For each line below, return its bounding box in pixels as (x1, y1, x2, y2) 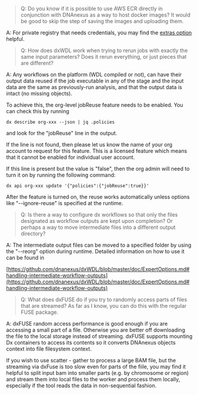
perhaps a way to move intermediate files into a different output (20, 224, 176, 231)
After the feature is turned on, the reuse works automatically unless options (6, 193, 190, 200)
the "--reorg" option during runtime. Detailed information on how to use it (6, 248, 185, 254)
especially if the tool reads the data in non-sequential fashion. (6, 382, 157, 389)
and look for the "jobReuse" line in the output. (6, 130, 118, 136)
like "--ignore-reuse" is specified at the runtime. (6, 200, 124, 206)
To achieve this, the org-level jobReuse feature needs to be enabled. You (6, 101, 183, 109)
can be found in (6, 254, 44, 261)
